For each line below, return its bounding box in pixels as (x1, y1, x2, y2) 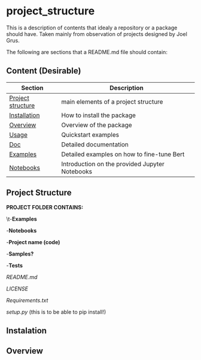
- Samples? (6, 250, 34, 257)
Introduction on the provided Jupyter (61, 160, 165, 168)
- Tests (6, 262, 23, 269)
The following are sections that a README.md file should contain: (6, 48, 167, 55)
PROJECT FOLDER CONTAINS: (6, 203, 84, 211)
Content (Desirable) (6, 66, 81, 76)
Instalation (6, 325, 47, 335)
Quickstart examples (61, 130, 120, 139)
